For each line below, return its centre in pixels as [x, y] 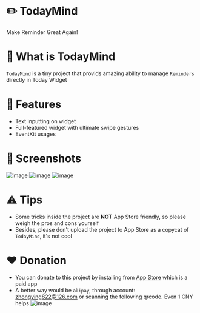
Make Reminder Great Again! [42, 32]
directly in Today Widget [37, 79]
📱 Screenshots [44, 158]
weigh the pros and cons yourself [57, 223]
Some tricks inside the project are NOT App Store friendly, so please [101, 217]
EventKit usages [35, 134]
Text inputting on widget [45, 121]
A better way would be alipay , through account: [75, 290]
